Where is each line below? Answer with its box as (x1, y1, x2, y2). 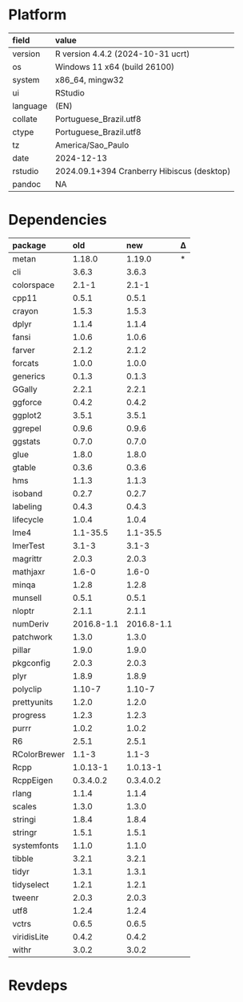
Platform (8, 6, 67, 24)
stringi (12, 813, 36, 825)
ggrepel (12, 423, 42, 434)
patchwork (12, 631, 54, 643)
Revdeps (8, 976, 68, 995)
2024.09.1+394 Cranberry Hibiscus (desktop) (54, 165, 231, 176)
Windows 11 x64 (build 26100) (54, 61, 175, 72)
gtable (12, 461, 37, 473)
